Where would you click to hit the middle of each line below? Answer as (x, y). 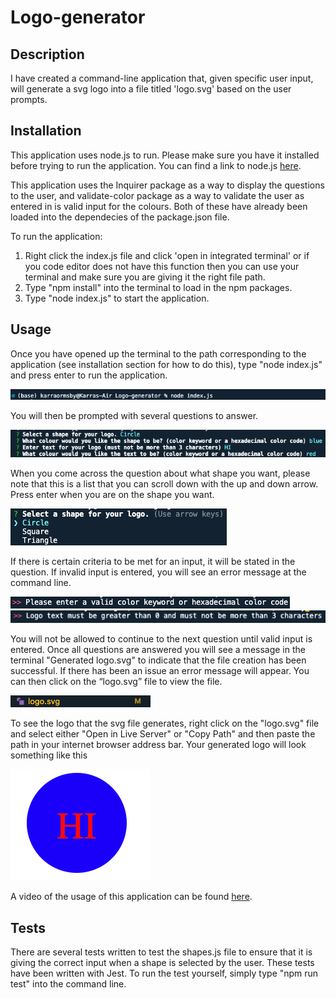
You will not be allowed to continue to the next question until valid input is (161, 639)
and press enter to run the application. (89, 375)
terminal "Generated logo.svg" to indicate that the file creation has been (158, 660)
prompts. (29, 99)
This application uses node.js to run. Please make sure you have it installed (165, 155)
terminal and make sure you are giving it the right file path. (145, 277)
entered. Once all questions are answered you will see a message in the (158, 650)
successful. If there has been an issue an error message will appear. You (160, 671)
